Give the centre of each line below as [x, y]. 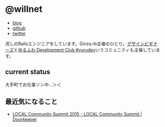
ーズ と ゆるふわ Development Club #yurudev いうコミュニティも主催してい [81, 50]
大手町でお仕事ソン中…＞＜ [33, 84]
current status [28, 72]
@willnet [24, 9]
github [19, 28]
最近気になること [31, 102]
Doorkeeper [25, 119]
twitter [19, 33]
